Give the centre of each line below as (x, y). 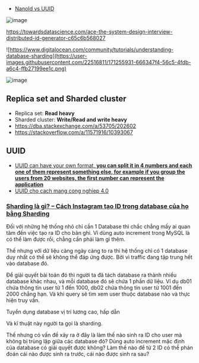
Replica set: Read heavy (45, 113)
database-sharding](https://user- (47, 56)
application (29, 184)
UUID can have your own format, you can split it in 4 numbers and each (103, 165)
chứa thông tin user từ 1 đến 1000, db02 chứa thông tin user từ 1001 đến (94, 287)
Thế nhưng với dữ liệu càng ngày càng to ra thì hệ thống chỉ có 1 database (97, 250)
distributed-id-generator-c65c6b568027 (56, 38)
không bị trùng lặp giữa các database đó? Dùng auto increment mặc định (96, 341)
